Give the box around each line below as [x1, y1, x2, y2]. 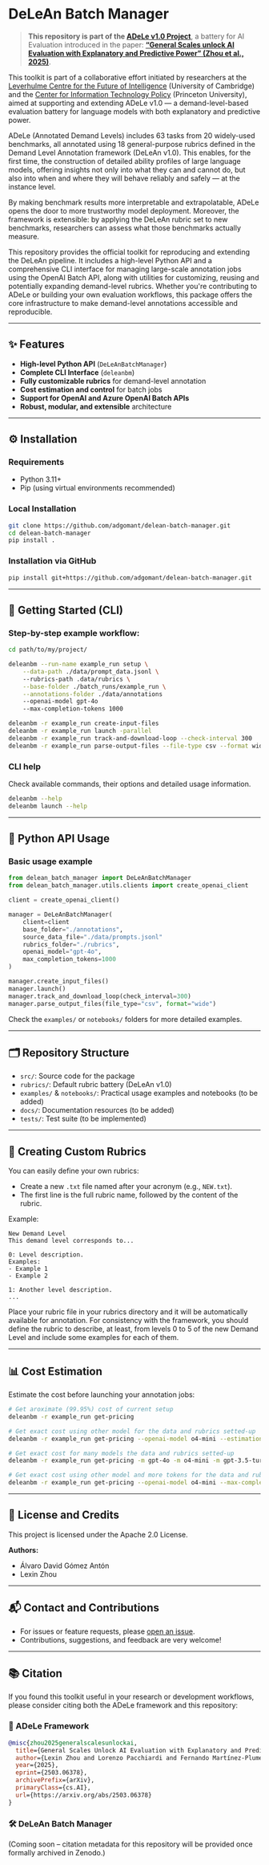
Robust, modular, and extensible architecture [19, 401, 172, 411]
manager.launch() [8, 984, 66, 992]
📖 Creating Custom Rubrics [8, 1145, 147, 1158]
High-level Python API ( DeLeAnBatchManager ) [19, 359, 167, 369]
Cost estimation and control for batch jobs [19, 385, 163, 394]
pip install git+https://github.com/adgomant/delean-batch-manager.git [8, 573, 252, 582]
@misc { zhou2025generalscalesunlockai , [8, 1739, 138, 1747]
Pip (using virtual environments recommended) [19, 483, 176, 493]
